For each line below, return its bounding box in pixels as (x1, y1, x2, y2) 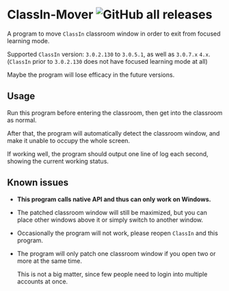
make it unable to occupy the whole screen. (7, 136, 131, 144)
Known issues (7, 177, 69, 188)
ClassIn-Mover (7, 7, 94, 23)
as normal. (7, 116, 37, 124)
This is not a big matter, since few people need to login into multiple (16, 270, 208, 278)
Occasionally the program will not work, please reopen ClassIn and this (16, 229, 219, 237)
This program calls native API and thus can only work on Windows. (16, 195, 211, 203)
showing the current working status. (7, 157, 109, 165)
